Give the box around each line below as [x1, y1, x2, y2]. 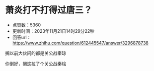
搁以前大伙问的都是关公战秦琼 [5, 50, 66, 56]
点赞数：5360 [12, 22, 41, 28]
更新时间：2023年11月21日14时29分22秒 [12, 28, 95, 34]
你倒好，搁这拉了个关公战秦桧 [5, 61, 66, 67]
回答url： [12, 34, 31, 40]
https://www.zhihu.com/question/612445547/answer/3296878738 [12, 40, 149, 46]
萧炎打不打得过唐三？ [5, 4, 93, 16]
